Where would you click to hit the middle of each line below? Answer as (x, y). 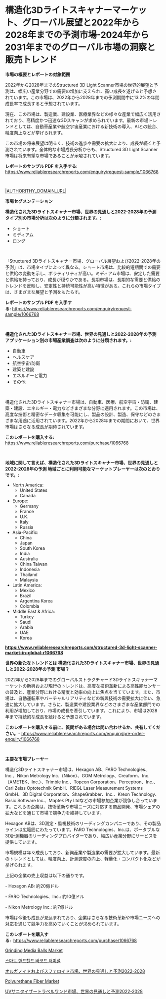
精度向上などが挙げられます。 (35, 132)
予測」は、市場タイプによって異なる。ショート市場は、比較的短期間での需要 (83, 267)
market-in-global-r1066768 (34, 652)
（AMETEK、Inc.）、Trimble (33, 782)
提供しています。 (22, 842)
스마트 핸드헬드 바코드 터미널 (33, 960)
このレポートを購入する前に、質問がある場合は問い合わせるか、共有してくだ (83, 727)
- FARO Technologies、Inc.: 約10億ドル (45, 896)
